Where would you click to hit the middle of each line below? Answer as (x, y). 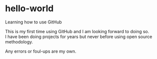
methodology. (19, 41)
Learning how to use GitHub (34, 22)
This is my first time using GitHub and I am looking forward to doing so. (77, 31)
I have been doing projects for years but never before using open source (79, 37)
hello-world (30, 9)
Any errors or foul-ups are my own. (41, 51)
